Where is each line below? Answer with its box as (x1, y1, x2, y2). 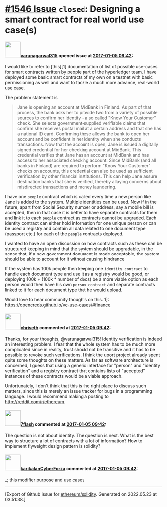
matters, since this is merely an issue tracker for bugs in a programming (5, 388, 153, 394)
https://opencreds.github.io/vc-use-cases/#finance (5, 302, 111, 308)
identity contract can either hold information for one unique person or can (5, 220, 157, 226)
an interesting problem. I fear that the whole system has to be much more (5, 341, 156, 347)
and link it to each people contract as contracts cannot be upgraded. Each (5, 215, 157, 221)
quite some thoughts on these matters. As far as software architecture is (5, 357, 154, 363)
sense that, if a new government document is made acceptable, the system (5, 251, 160, 257)
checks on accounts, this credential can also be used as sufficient (17, 168, 153, 174)
